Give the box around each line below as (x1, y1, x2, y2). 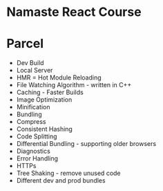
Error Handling (16, 154, 59, 163)
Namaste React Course (6, 4, 142, 20)
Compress (16, 118, 46, 126)
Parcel (6, 36, 44, 52)
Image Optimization (16, 95, 73, 104)
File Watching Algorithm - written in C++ (16, 81, 132, 89)
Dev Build (16, 59, 44, 67)
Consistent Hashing (16, 125, 73, 134)
